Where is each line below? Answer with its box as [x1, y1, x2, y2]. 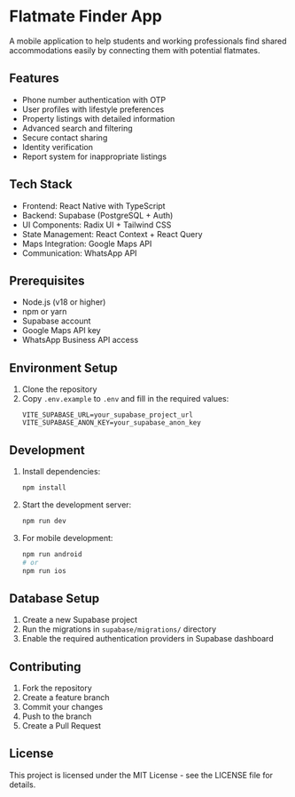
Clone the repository [21, 384, 97, 395]
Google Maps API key [21, 325, 101, 336]
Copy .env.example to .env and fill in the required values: [21, 394, 229, 404]
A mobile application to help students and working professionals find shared [9, 36, 287, 46]
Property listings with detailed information [21, 113, 175, 124]
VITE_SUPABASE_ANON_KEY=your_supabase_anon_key [21, 418, 201, 427]
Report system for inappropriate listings [21, 151, 167, 162]
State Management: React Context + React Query [21, 228, 203, 239]
